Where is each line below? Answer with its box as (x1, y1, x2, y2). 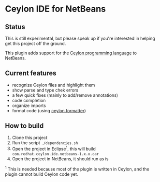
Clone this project (12, 135, 47, 140)
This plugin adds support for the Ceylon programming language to (5, 50, 137, 56)
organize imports (12, 103, 46, 108)
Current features (5, 69, 57, 77)
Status (5, 23, 26, 31)
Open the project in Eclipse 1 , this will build (12, 145, 96, 152)
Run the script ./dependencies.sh (12, 139, 78, 146)
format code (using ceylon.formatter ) (12, 107, 86, 113)
